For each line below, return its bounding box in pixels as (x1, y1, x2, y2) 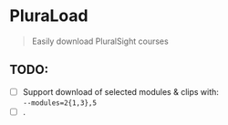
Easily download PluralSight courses (31, 36, 169, 47)
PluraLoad (9, 5, 88, 26)
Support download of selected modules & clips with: (22, 86, 219, 97)
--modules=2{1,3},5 (22, 98, 98, 108)
